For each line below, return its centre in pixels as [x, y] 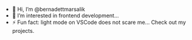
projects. [23, 31]
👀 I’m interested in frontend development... [66, 16]
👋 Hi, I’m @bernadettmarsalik [48, 9]
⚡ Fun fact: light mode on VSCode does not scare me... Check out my [99, 22]
